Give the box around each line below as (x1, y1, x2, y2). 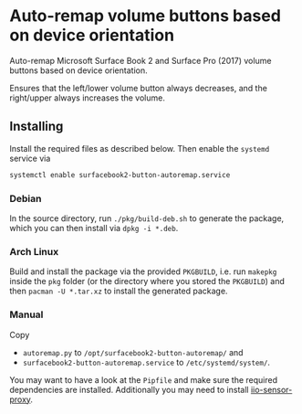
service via (9, 153, 51, 164)
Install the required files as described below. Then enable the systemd (9, 143, 270, 154)
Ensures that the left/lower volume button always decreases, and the (9, 82, 267, 93)
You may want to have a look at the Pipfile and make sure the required (9, 374, 278, 385)
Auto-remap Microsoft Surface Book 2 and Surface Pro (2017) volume (9, 55, 272, 66)
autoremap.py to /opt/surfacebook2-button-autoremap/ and (22, 346, 244, 357)
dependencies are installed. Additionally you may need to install (9, 384, 249, 395)
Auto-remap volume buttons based (9, 5, 281, 27)
